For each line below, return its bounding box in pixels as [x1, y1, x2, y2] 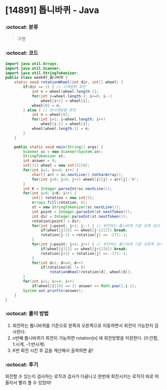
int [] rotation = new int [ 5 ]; [31, 195, 94, 200]
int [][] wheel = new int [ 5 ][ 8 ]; [23, 163, 90, 168]
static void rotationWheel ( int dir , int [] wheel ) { [14, 80, 123, 85]
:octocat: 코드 [5, 49, 38, 56]
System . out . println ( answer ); [23, 288, 83, 293]
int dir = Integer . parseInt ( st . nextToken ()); [31, 214, 128, 219]
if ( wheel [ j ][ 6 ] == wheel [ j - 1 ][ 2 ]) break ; [40, 228, 128, 233]
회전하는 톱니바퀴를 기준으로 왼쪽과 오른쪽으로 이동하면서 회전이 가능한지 [12, 322, 154, 328]
